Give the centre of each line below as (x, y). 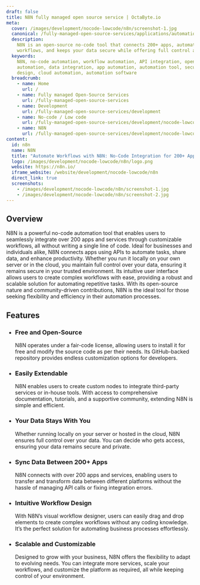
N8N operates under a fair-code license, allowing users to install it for (100, 345)
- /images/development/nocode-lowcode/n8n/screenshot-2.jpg (93, 194)
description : (28, 39)
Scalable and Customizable (55, 544)
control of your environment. (50, 576)
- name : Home (33, 84)
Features (23, 315)
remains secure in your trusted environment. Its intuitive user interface (92, 271)
